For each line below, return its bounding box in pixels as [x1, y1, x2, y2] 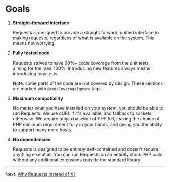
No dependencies [12, 136, 51, 142]
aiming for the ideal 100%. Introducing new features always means [12, 65, 151, 71]
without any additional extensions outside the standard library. [12, 157, 142, 163]
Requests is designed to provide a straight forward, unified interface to [12, 29, 159, 35]
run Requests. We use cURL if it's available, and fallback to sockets [12, 110, 152, 116]
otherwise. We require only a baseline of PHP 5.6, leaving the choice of [12, 115, 160, 122]
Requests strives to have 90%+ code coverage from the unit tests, [12, 59, 150, 66]
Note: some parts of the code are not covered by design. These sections [12, 80, 163, 86]
